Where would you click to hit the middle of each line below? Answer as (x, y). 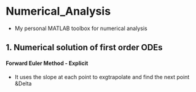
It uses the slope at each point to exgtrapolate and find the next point (102, 77)
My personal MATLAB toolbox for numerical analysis (81, 28)
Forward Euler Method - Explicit (47, 63)
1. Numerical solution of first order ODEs (84, 48)
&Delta (23, 83)
